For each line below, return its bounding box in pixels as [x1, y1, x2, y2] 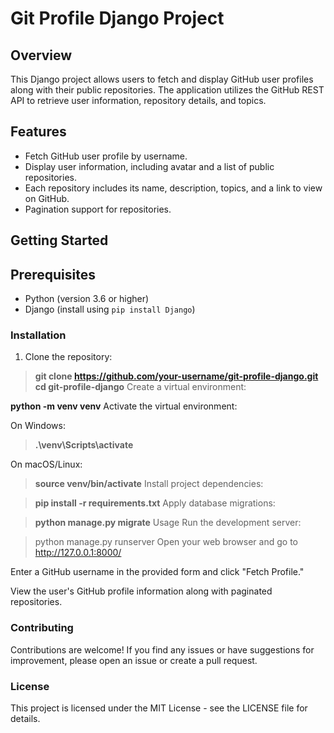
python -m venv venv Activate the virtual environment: [10, 400, 238, 412]
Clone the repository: [24, 351, 113, 363]
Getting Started [10, 232, 109, 249]
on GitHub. [24, 192, 70, 204]
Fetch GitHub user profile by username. [24, 150, 188, 162]
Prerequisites [10, 266, 96, 283]
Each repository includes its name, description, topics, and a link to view [24, 182, 323, 194]
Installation [10, 328, 67, 342]
